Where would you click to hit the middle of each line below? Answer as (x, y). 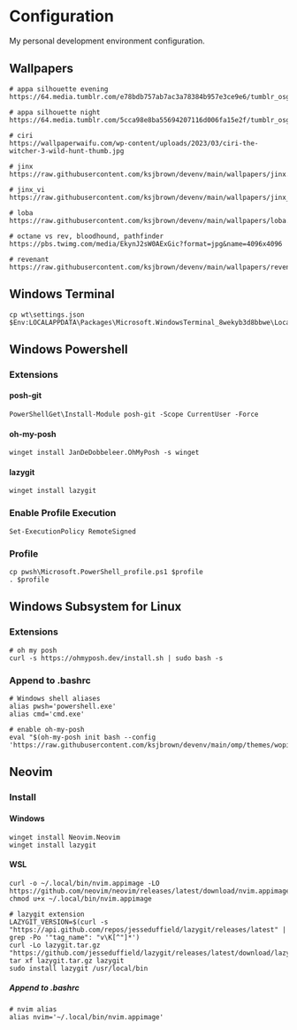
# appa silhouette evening (59, 89)
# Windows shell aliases (55, 699)
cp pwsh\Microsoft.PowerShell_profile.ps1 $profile (106, 573)
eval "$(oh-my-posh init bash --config (83, 738)
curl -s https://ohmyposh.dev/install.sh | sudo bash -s (116, 658)
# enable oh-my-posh (47, 730)
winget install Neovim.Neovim (65, 837)
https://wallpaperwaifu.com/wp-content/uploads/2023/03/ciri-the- (134, 143)
